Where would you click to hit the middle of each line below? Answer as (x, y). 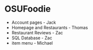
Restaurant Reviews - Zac (37, 33)
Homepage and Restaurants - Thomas (50, 27)
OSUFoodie (28, 9)
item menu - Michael (32, 43)
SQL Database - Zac (32, 38)
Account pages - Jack (34, 22)
